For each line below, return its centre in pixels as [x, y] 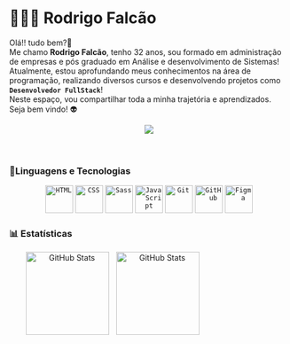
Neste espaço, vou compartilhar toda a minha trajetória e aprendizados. [141, 99]
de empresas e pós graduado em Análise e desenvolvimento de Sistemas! [144, 61]
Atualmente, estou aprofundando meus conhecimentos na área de [130, 71]
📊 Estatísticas [41, 234]
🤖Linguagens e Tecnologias [70, 170]
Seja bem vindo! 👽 [43, 109]
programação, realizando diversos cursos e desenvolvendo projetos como [145, 80]
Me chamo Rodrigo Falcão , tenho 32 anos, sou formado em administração [145, 51]
